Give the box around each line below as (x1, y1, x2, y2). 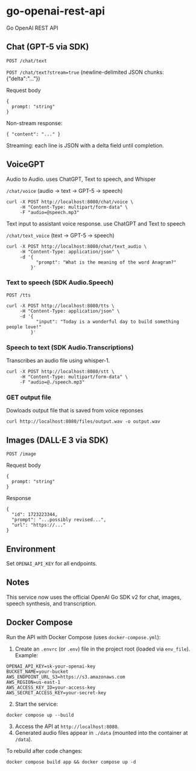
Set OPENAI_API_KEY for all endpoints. (6, 560, 98, 567)
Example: (14, 651, 39, 659)
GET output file (6, 393, 51, 402)
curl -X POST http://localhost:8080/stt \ (6, 369, 115, 375)
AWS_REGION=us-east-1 (6, 679, 61, 685)
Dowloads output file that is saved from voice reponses (6, 407, 144, 414)
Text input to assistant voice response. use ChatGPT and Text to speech (6, 220, 186, 227)
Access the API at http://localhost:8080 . (14, 723, 119, 730)
